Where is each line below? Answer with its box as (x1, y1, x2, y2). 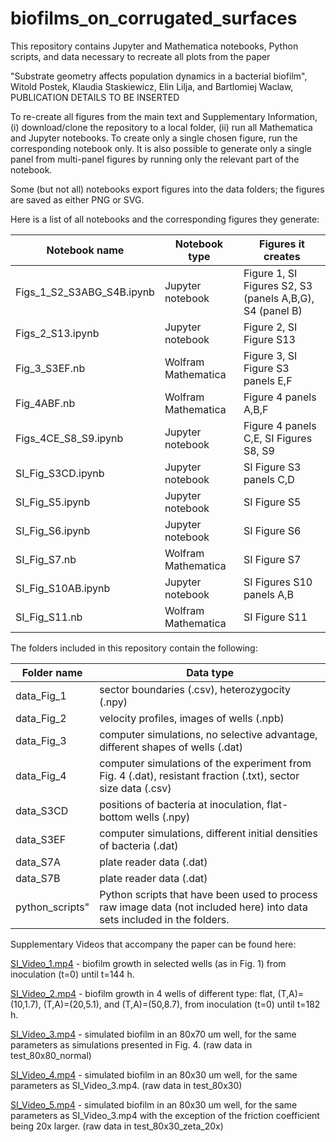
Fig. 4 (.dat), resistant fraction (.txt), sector (99, 768, 300, 782)
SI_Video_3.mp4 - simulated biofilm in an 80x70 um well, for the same (10, 1028, 297, 1040)
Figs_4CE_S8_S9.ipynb (15, 431, 124, 445)
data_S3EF (15, 832, 67, 846)
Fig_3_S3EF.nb (15, 361, 86, 375)
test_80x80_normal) (10, 1049, 92, 1061)
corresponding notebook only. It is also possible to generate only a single (10, 142, 312, 154)
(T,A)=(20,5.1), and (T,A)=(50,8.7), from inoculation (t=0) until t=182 (43, 998, 321, 1010)
